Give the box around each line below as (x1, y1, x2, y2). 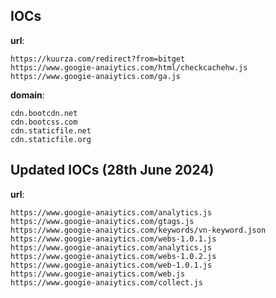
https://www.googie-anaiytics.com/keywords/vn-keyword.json (10, 225, 267, 235)
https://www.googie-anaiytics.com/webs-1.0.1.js (10, 234, 217, 244)
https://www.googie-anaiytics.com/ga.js (10, 71, 182, 81)
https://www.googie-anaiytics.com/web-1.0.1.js (10, 260, 213, 270)
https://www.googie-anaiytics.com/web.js (10, 269, 186, 279)
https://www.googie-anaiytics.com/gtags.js (10, 216, 195, 226)
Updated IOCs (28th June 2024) (10, 162, 215, 179)
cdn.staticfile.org (10, 134, 92, 144)
